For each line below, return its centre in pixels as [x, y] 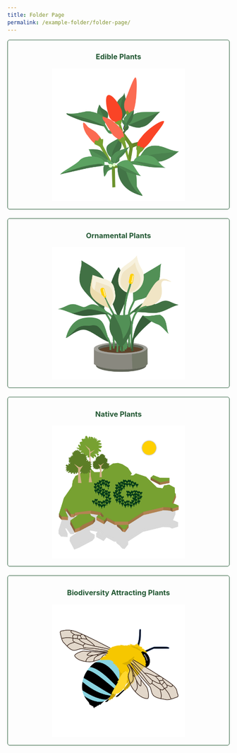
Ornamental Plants [119, 235]
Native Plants [119, 414]
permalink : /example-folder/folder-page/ [69, 22]
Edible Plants [119, 57]
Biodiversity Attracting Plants [119, 593]
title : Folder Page [36, 15]
